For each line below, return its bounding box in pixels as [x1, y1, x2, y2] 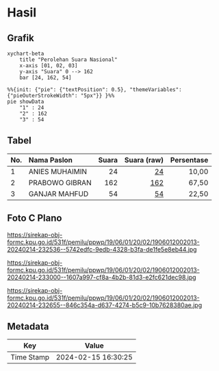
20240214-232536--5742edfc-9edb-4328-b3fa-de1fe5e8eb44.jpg [7, 245, 197, 253]
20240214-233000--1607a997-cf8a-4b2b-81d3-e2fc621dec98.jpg [7, 273, 196, 281]
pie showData [7, 98, 44, 105]
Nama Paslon [28, 155, 73, 165]
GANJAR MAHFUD [28, 189, 89, 198]
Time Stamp [10, 352, 50, 362]
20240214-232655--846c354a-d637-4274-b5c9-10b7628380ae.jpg [7, 300, 203, 309]
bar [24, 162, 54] [19, 74, 72, 81]
